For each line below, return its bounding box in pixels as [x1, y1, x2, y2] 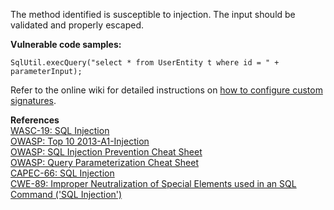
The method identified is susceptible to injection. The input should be [10, 9, 296, 20]
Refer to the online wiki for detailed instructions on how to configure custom [10, 84, 323, 96]
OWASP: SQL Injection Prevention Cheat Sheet [10, 146, 203, 158]
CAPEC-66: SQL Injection [10, 167, 115, 179]
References [10, 114, 60, 126]
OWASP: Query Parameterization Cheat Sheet [10, 157, 199, 168]
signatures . [10, 95, 57, 106]
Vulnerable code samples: [10, 39, 122, 50]
